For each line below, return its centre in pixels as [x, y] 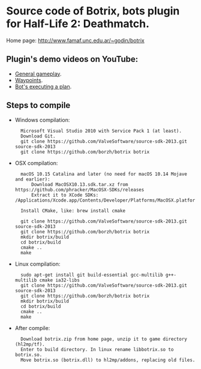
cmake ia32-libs [59, 280]
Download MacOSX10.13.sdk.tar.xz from [79, 184]
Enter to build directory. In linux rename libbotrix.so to [97, 349]
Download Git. [38, 136]
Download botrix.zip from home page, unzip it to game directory [104, 339]
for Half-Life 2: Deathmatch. [78, 24]
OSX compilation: [36, 163]
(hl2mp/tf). [30, 344]
